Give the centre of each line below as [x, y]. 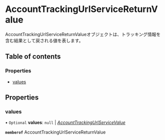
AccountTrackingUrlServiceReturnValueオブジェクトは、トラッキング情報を [83, 34]
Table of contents [33, 57]
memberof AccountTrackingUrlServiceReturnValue [56, 132]
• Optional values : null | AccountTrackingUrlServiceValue [65, 122]
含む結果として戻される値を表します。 [44, 40]
